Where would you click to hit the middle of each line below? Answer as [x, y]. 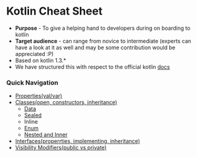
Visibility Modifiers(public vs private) [61, 148]
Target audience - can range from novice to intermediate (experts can [103, 41]
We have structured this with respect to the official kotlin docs [92, 67]
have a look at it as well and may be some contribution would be [95, 47]
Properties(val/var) [38, 96]
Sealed [33, 115]
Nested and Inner [46, 134]
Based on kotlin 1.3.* [41, 60]
